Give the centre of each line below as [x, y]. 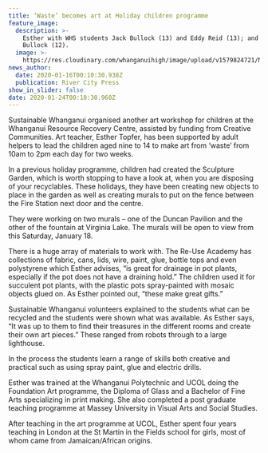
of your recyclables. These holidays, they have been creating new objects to [134, 187]
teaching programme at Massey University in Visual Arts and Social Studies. [133, 408]
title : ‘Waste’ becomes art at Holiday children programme [108, 16]
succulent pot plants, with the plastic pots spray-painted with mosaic [122, 285]
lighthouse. [27, 344]
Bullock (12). [46, 46]
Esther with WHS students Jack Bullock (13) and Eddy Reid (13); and [141, 38]
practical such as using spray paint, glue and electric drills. [105, 368]
